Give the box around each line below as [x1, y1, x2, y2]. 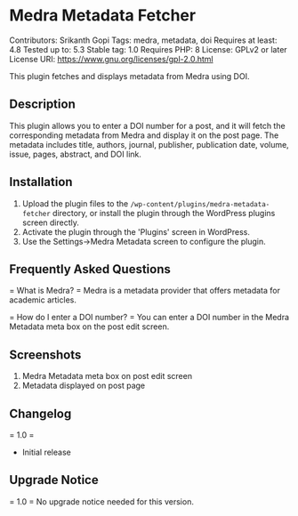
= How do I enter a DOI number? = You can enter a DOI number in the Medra [9, 312, 290, 323]
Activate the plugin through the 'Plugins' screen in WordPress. [21, 226, 251, 237]
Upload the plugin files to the [21, 198, 129, 209]
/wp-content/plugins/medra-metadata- [130, 199, 270, 209]
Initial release [21, 447, 71, 457]
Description [9, 97, 76, 112]
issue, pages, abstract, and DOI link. [9, 149, 142, 159]
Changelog [9, 406, 72, 421]
